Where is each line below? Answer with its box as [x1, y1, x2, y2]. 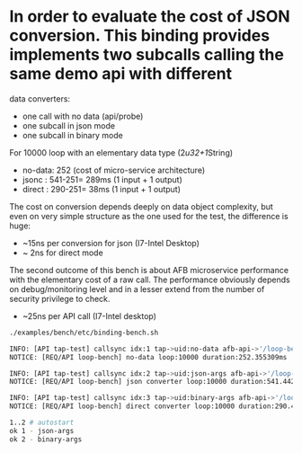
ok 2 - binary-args [9, 434, 83, 444]
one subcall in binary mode [22, 129, 123, 140]
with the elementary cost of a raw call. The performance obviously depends [9, 274, 290, 285]
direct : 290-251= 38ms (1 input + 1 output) [22, 183, 182, 194]
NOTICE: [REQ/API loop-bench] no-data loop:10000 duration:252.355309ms [9, 352, 288, 361]
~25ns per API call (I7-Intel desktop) [22, 310, 157, 321]
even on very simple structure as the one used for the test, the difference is [9, 210, 289, 221]
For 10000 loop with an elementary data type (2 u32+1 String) [9, 147, 234, 158]
